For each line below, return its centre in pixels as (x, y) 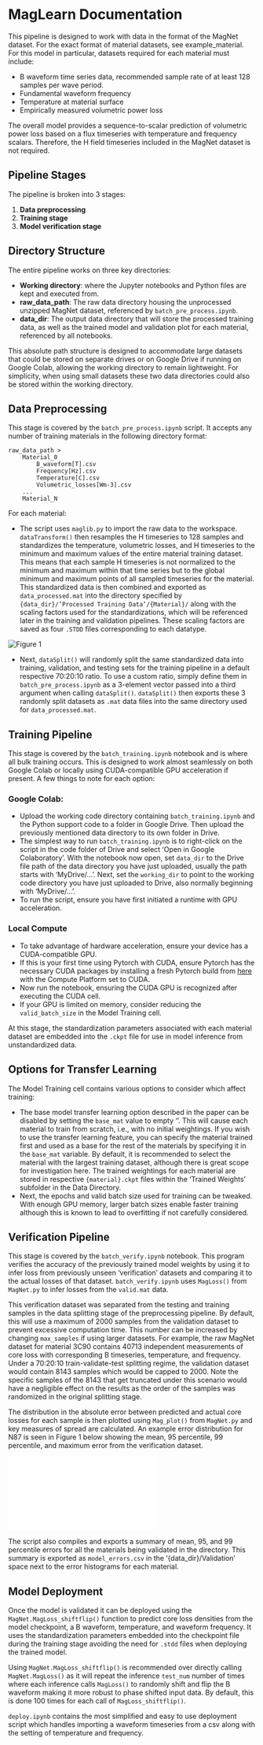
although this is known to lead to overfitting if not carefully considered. (134, 1212)
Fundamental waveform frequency (75, 93)
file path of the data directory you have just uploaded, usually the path (133, 866)
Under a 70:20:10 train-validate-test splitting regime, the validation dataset (129, 1363)
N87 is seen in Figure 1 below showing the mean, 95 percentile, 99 (116, 1437)
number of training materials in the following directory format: (108, 436)
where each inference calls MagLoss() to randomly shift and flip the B (119, 1684)
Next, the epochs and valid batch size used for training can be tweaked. (136, 1195)
